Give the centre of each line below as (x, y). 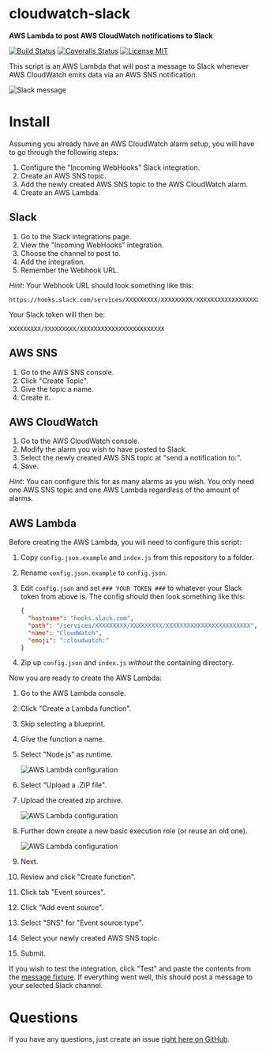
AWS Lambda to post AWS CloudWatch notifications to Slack (111, 36)
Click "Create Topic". (54, 381)
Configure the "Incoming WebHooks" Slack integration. (110, 167)
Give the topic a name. (57, 389)
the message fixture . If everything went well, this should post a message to (131, 977)
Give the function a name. (62, 739)
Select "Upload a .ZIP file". (64, 785)
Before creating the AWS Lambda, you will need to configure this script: (125, 543)
